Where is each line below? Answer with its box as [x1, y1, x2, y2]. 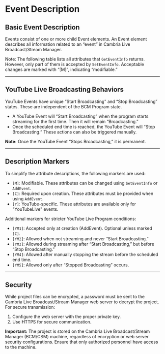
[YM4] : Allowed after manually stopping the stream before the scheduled [12, 251, 159, 257]
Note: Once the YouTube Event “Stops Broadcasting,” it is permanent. [5, 138, 146, 144]
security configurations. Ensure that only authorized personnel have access [5, 339, 158, 345]
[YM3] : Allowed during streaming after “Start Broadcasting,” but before [12, 241, 155, 247]
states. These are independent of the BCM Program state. [5, 103, 122, 109]
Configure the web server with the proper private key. [12, 314, 121, 320]
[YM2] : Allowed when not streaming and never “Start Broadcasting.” [12, 235, 149, 242]
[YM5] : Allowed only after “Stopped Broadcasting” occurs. [12, 262, 129, 268]
